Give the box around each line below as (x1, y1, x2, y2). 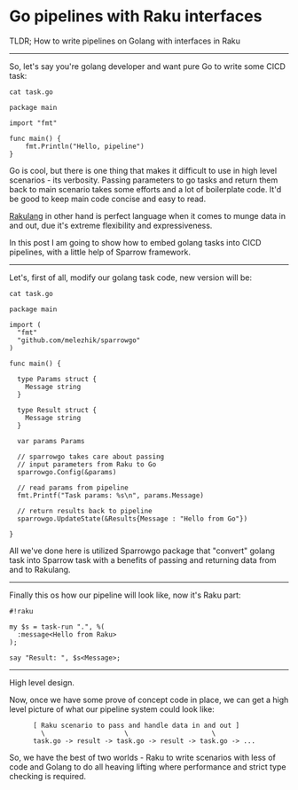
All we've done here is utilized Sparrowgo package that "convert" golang (9, 545, 275, 556)
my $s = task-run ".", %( (9, 622, 105, 631)
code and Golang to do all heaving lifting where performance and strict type (9, 761, 286, 772)
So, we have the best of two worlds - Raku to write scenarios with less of (9, 752, 277, 763)
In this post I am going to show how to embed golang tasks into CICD (9, 237, 262, 247)
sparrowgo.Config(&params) (17, 467, 117, 476)
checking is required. (9, 770, 87, 781)
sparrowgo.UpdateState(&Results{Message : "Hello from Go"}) (17, 514, 248, 523)
